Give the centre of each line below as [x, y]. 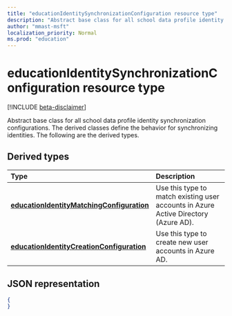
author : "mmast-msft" [38, 26]
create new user [182, 242]
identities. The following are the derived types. [73, 135]
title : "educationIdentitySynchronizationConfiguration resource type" [112, 13]
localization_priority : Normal [52, 33]
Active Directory [182, 213]
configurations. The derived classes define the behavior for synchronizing [113, 128]
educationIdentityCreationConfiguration [78, 246]
